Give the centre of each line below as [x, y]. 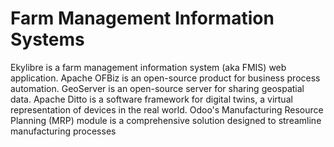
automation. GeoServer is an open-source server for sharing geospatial [157, 88]
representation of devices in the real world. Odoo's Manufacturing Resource [167, 109]
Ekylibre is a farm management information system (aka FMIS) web [148, 67]
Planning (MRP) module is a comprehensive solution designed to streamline [166, 120]
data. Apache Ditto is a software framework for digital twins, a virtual [151, 99]
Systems [47, 39]
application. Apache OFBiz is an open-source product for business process [165, 78]
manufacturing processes [63, 131]
